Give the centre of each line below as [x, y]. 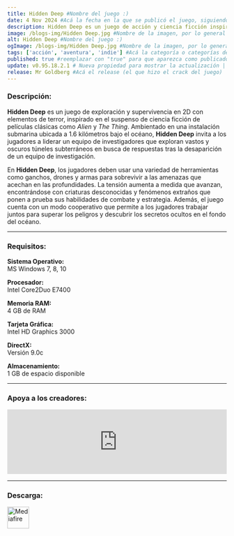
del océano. [24, 221]
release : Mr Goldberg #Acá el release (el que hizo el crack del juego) [115, 72]
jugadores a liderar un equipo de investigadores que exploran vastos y [108, 141]
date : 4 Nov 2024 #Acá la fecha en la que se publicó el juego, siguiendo [118, 20]
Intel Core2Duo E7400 [39, 290]
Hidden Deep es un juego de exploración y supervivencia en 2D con [105, 112]
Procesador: [25, 283]
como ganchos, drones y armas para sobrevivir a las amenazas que [104, 177]
